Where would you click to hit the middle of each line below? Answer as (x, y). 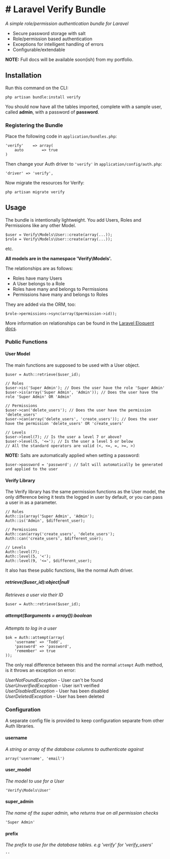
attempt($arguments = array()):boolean (49, 615)
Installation (23, 76)
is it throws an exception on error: (40, 670)
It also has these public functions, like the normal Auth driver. (69, 570)
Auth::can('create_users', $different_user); (54, 539)
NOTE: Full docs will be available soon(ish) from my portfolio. (69, 59)
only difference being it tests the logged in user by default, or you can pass (84, 497)
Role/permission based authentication (52, 39)
